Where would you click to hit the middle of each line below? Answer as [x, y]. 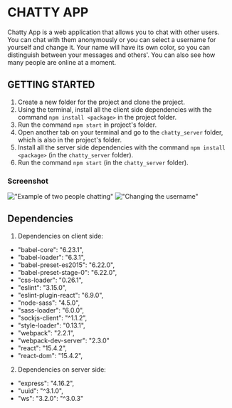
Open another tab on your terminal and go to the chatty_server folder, [120, 132]
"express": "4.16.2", [46, 383]
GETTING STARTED [51, 85]
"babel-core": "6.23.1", [51, 249]
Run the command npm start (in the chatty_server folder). [103, 162]
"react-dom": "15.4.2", [50, 355]
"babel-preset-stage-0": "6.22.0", [67, 272]
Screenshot [28, 181]
